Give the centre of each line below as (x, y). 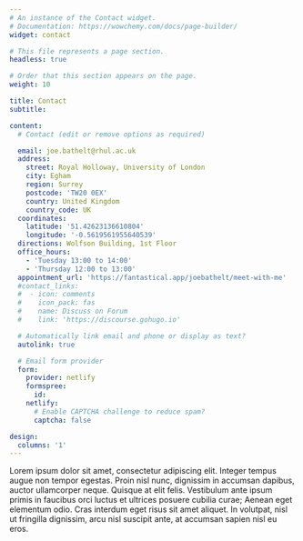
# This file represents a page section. (87, 51)
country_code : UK (59, 210)
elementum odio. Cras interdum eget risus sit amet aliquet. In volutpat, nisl (149, 509)
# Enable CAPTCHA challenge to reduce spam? (119, 411)
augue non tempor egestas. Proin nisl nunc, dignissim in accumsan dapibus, (152, 481)
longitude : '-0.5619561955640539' (91, 235)
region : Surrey (55, 185)
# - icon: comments (56, 295)
